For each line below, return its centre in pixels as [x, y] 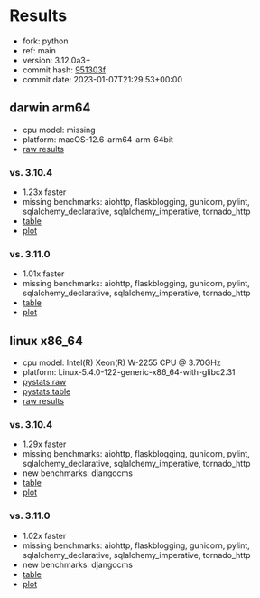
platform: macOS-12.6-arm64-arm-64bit [98, 139]
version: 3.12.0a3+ [56, 60]
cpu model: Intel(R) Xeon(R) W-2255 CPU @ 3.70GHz [121, 362]
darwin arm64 [50, 108]
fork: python [46, 41]
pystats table [46, 391]
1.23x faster [44, 192]
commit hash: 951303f [64, 70]
